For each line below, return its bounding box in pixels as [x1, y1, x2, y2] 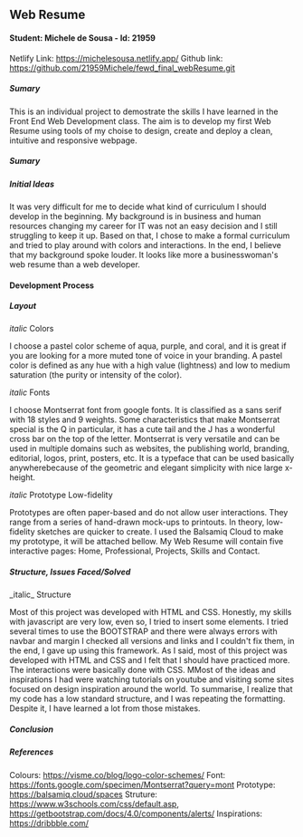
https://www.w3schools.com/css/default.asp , [9, 798, 179, 809]
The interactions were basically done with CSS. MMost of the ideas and [9, 665, 276, 676]
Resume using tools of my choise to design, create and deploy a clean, [9, 125, 273, 136]
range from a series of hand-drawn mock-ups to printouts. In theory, [9, 516, 265, 528]
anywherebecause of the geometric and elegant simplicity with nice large [9, 462, 283, 474]
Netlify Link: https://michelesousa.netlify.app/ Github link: [9, 53, 223, 63]
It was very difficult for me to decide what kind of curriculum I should [9, 201, 267, 212]
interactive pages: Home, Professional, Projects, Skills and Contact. [9, 545, 260, 556]
